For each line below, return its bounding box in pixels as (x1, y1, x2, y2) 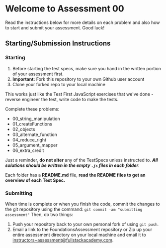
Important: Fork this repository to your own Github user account (12, 76, 145, 82)
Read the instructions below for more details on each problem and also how (5, 19, 160, 25)
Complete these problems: (5, 106, 60, 112)
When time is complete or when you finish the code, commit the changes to (5, 201, 160, 207)
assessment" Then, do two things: (5, 211, 74, 217)
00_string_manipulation (12, 116, 61, 122)
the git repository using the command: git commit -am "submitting (5, 206, 143, 212)
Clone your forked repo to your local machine (12, 81, 106, 87)
